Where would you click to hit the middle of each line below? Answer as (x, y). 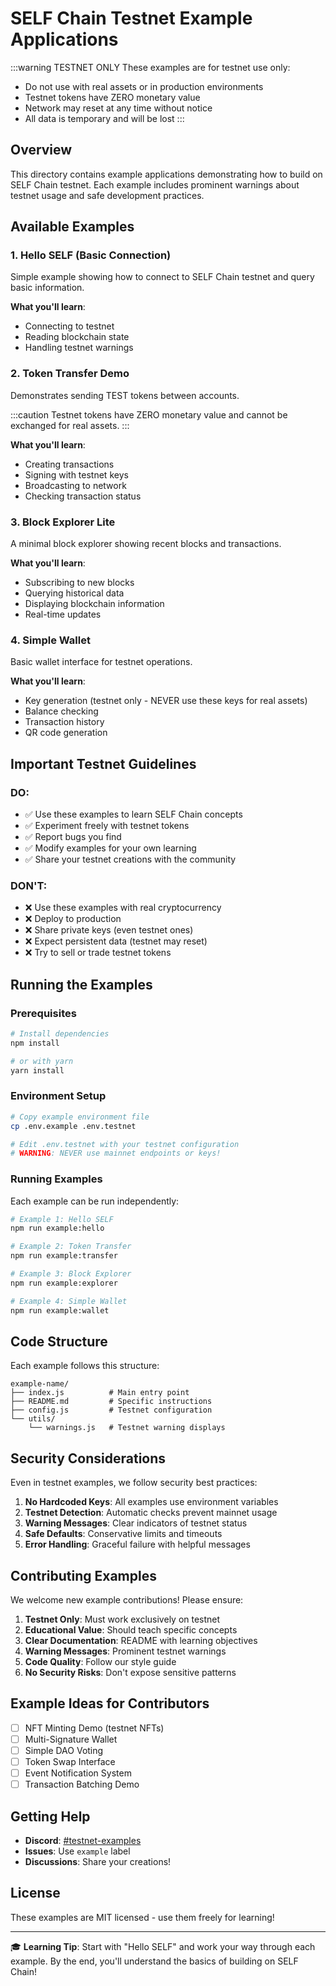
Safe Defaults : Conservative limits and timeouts (123, 1534)
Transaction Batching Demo (82, 1784)
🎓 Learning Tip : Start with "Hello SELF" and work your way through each (163, 1946)
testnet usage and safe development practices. (107, 195)
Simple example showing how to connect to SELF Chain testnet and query (162, 277)
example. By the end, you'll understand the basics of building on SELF (154, 1961)
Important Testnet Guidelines (103, 763)
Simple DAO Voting (64, 1750)
